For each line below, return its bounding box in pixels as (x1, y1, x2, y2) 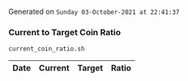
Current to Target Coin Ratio (8, 26, 122, 38)
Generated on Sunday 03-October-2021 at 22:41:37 (8, 7, 180, 16)
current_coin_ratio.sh (8, 45, 85, 53)
